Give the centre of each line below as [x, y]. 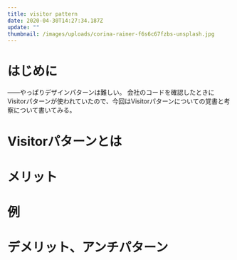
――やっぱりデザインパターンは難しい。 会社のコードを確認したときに [111, 93]
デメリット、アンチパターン [88, 247]
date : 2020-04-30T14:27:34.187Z [55, 21]
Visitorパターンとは [65, 141]
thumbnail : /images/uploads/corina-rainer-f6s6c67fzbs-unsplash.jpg [111, 34]
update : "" [23, 27]
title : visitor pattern [43, 14]
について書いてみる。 [44, 110]
